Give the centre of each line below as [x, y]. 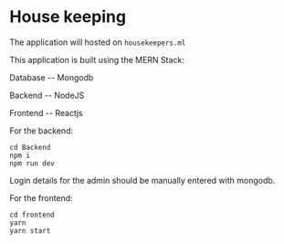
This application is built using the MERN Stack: [97, 59]
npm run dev [32, 163]
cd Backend [30, 147]
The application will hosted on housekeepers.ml [98, 42]
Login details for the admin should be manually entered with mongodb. [142, 180]
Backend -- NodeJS [47, 95]
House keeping [68, 17]
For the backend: [42, 131]
